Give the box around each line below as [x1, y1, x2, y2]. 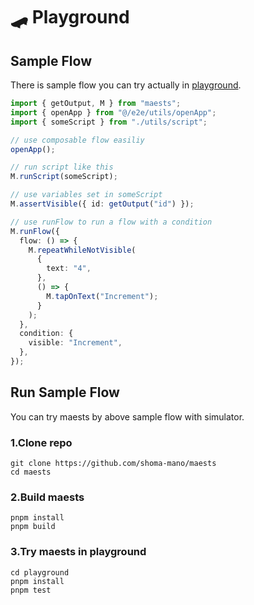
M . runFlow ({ [10, 226, 60, 236]
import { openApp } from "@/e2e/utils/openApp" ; [10, 107, 217, 118]
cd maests [10, 467, 52, 477]
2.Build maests [10, 490, 85, 504]
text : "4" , [46, 264, 92, 274]
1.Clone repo [10, 435, 73, 449]
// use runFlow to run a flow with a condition [10, 217, 213, 227]
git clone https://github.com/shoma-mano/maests [10, 458, 217, 468]
